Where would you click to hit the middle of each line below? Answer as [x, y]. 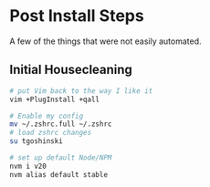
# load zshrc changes [51, 133]
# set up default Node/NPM [61, 158]
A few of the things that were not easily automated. [106, 41]
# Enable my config [47, 116]
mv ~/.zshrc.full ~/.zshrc [61, 124]
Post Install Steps [77, 16]
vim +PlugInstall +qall [55, 99]
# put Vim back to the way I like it [81, 91]
